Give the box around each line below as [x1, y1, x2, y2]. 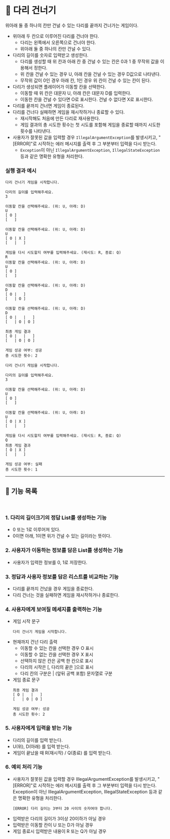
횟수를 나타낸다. [20, 128, 52, 134]
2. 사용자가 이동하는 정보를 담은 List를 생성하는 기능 [5, 547, 123, 554]
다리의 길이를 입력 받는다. [12, 737, 63, 743]
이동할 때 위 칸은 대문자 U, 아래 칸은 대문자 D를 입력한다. [20, 90, 132, 96]
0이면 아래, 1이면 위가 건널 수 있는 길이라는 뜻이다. [12, 533, 112, 539]
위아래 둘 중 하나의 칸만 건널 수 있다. [20, 46, 92, 52]
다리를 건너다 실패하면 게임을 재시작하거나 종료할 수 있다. [12, 109, 125, 115]
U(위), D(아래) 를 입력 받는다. [12, 743, 70, 749]
